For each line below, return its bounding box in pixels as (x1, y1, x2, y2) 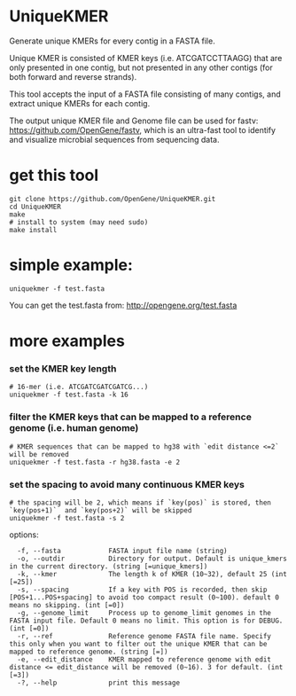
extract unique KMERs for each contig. (9, 98, 151, 108)
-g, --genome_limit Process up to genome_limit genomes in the (17, 608, 272, 617)
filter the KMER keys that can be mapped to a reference (9, 411, 253, 423)
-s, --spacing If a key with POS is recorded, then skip (17, 585, 268, 594)
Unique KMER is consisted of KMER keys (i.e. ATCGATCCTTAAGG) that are (9, 52, 283, 63)
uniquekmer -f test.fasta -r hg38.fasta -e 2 (9, 457, 180, 466)
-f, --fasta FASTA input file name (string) (17, 546, 228, 555)
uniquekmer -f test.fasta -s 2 (9, 513, 125, 522)
